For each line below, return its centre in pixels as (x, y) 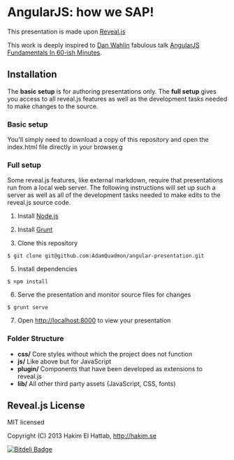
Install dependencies (47, 269)
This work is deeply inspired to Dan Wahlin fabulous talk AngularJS (104, 45)
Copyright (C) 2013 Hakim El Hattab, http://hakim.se (82, 436)
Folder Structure (36, 338)
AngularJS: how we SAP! (81, 12)
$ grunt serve (28, 308)
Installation (32, 74)
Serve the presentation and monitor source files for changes (104, 295)
